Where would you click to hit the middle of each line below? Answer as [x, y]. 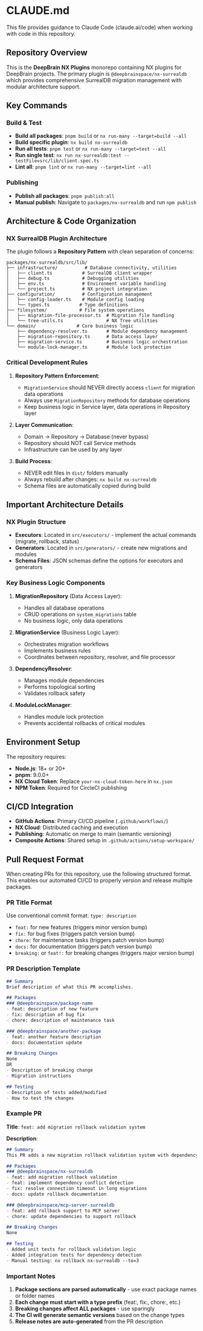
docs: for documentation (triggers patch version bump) [83, 946]
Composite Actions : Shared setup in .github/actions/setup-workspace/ [105, 841]
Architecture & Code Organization [71, 221]
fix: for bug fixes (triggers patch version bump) [75, 934]
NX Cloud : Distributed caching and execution [71, 828]
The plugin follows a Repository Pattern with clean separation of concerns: [100, 252]
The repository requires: [36, 757]
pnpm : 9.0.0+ [32, 775]
